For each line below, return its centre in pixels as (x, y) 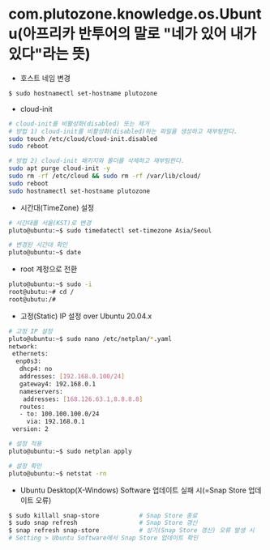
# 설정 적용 (25, 444)
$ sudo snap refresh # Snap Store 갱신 (103, 523)
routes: (32, 407)
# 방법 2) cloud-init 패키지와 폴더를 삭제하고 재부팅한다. (96, 161)
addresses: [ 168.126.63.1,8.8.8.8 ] (83, 399)
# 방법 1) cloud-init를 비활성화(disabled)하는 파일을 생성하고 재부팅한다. (123, 131)
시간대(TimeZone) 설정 (57, 207)
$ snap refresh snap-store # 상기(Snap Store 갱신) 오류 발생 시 (132, 531)
